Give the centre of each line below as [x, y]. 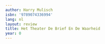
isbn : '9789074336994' [29, 15]
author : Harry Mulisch [29, 10]
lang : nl [14, 19]
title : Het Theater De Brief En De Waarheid [53, 29]
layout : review [21, 24]
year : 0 [13, 33]
